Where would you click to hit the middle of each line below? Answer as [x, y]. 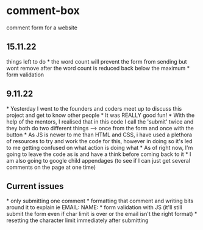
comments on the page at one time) [51, 167]
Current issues [35, 186]
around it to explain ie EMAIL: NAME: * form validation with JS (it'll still [94, 207]
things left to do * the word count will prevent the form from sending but [97, 61]
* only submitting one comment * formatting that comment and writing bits [100, 201]
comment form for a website [42, 28]
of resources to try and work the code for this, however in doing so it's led [99, 141]
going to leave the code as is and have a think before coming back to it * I [99, 154]
